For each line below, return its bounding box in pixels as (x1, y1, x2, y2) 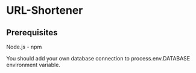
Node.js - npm (6, 43, 42, 50)
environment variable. (6, 61, 60, 68)
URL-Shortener (6, 4, 83, 17)
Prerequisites (6, 28, 58, 38)
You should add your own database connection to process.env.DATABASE (6, 55, 191, 62)
